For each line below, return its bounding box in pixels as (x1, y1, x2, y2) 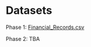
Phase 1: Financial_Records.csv (5, 23, 85, 31)
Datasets (5, 4, 53, 17)
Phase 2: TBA (5, 35, 40, 42)
